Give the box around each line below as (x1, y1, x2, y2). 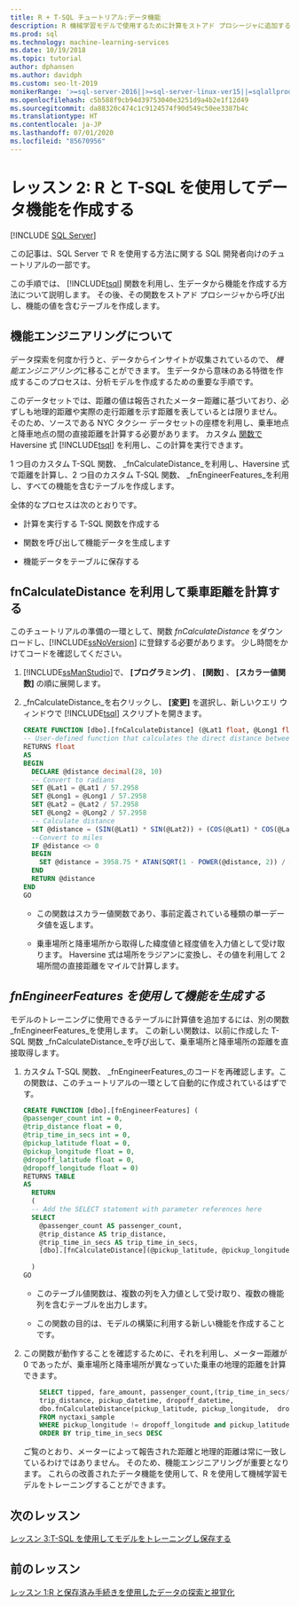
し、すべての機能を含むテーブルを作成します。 (10, 480, 180, 491)
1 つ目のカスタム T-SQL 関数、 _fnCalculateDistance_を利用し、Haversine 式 (10, 458, 290, 468)
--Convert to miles (31, 833, 103, 842)
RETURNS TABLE (22, 1172, 75, 1181)
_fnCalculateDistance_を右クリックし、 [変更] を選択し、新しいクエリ (22, 697, 278, 708)
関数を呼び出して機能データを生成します (22, 537, 171, 547)
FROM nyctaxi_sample (39, 1413, 115, 1421)
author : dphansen (10, 63, 75, 72)
